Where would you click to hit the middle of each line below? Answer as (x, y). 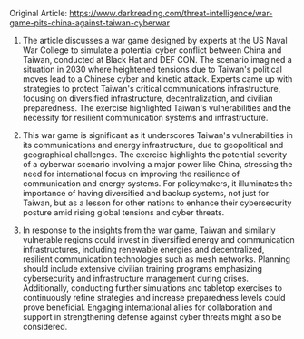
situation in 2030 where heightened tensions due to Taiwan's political (152, 69)
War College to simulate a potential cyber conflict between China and (152, 50)
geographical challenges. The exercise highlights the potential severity (155, 155)
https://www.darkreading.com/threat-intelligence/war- (171, 13)
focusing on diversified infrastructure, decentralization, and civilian (148, 98)
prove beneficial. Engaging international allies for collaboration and (147, 307)
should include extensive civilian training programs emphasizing (142, 269)
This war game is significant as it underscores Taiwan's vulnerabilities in (157, 135)
